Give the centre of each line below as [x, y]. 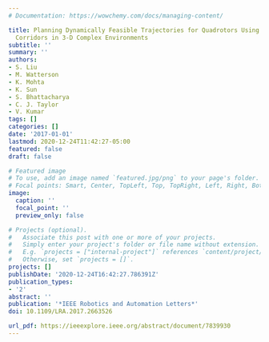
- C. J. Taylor [34, 105]
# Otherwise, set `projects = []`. [71, 260]
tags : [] [23, 119]
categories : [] [34, 127]
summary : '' [28, 53]
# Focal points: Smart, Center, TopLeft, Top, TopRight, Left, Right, [128, 186]
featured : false [35, 149]
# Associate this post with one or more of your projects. [112, 237]
